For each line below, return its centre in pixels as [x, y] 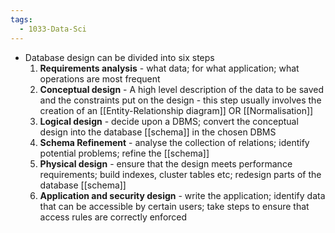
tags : [21, 19]
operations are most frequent [100, 78]
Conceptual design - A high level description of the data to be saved [182, 89]
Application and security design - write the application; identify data [182, 195]
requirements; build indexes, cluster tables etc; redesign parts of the [180, 174]
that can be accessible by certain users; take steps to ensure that [174, 206]
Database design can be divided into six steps [119, 57]
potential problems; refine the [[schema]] [124, 153]
